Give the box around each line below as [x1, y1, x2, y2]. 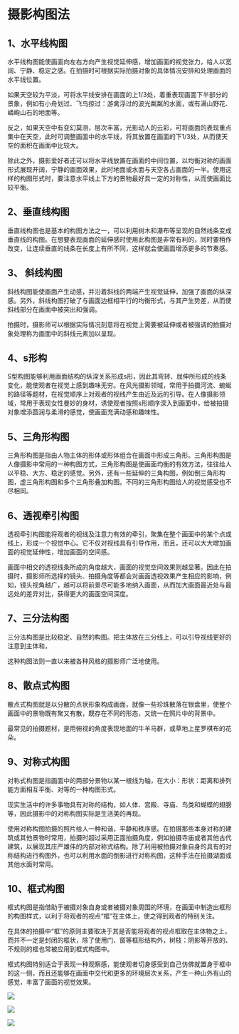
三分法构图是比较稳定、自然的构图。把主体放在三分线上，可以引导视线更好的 [7, 633, 232, 641]
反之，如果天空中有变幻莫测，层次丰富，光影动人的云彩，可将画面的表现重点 [7, 123, 232, 132]
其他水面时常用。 [7, 860, 58, 869]
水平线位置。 [7, 76, 45, 83]
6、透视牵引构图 [7, 509, 80, 521]
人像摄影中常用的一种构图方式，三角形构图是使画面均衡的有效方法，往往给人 [7, 460, 232, 469]
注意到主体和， [7, 641, 51, 650]
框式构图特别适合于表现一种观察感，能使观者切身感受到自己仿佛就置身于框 [7, 960, 225, 968]
